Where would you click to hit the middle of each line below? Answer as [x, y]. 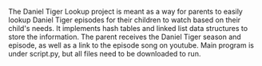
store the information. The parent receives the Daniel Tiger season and [125, 37]
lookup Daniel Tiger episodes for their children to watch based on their [125, 20]
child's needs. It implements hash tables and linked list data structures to [128, 28]
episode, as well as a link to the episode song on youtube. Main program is [131, 45]
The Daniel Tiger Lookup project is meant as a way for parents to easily [126, 12]
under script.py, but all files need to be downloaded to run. [105, 54]
